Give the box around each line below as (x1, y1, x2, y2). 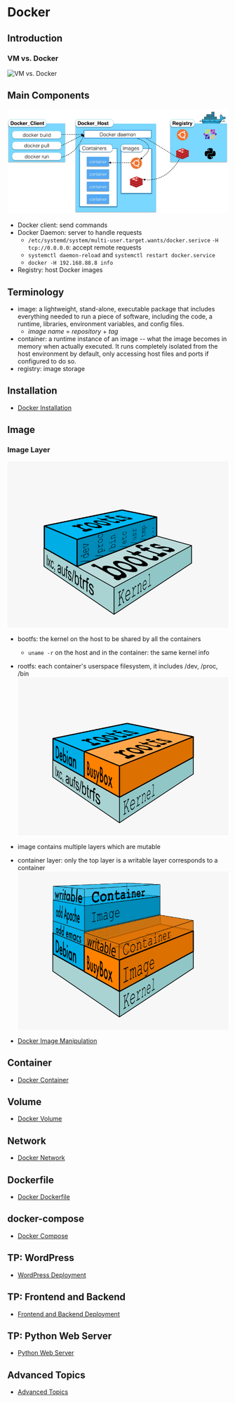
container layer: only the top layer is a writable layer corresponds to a (17, 855, 218, 865)
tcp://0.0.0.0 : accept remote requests (27, 243, 142, 252)
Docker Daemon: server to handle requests (17, 228, 142, 237)
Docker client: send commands (17, 221, 108, 229)
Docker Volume (17, 1115, 62, 1123)
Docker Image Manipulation (17, 1036, 98, 1045)
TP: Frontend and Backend (7, 1291, 126, 1303)
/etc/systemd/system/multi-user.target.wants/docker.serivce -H (27, 237, 219, 245)
